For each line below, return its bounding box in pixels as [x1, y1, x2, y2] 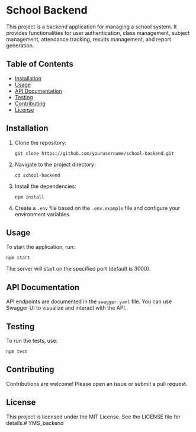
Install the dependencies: [14, 183, 77, 190]
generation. [6, 42, 34, 49]
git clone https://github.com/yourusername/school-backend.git [14, 150, 175, 157]
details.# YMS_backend [6, 419, 64, 426]
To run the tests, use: [6, 337, 58, 344]
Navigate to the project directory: [14, 161, 96, 168]
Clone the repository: [14, 139, 67, 146]
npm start [6, 255, 31, 261]
